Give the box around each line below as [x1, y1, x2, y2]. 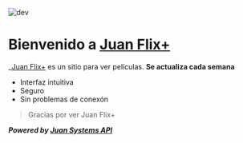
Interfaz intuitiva [19, 77, 74, 87]
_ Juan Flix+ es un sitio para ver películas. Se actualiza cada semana [8, 62, 235, 71]
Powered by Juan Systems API [8, 125, 113, 135]
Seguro [19, 85, 45, 95]
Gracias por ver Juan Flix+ [27, 109, 116, 119]
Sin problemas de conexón [19, 94, 109, 104]
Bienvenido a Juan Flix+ [8, 36, 171, 54]
